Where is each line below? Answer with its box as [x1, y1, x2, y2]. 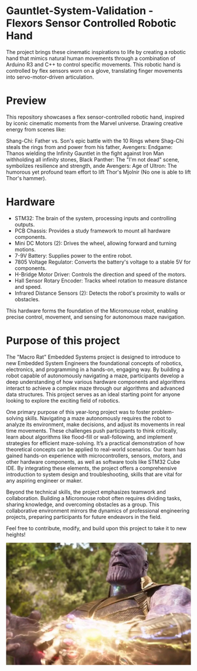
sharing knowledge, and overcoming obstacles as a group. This [6, 501, 159, 508]
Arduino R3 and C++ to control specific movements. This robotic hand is [6, 60, 181, 68]
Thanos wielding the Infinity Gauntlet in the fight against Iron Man [6, 150, 164, 157]
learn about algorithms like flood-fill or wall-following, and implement [6, 433, 173, 440]
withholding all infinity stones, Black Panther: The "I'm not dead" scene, [6, 156, 180, 163]
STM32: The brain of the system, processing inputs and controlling [14, 214, 176, 221]
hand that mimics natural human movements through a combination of [6, 55, 176, 62]
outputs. [14, 221, 35, 228]
